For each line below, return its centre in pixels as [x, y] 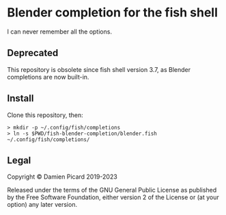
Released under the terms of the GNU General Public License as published [112, 190]
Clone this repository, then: [45, 115]
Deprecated [33, 53]
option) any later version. [42, 205]
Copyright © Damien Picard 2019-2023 [62, 177]
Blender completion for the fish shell [113, 13]
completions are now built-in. [48, 77]
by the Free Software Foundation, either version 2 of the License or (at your [113, 197]
